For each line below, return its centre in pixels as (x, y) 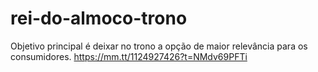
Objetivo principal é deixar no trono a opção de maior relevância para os (159, 46)
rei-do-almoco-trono (99, 18)
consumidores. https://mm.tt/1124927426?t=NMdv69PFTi (129, 56)
